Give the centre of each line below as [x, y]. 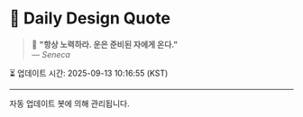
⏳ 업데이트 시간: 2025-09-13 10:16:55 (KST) [89, 73]
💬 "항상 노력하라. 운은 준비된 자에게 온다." [105, 44]
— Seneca [50, 54]
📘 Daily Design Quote [90, 18]
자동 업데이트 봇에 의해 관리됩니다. [69, 103]
